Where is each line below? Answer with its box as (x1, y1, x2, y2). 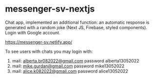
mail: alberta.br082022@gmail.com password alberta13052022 (12, 58, 139, 63)
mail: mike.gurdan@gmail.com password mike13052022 (12, 63, 125, 69)
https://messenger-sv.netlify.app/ (5, 39, 73, 45)
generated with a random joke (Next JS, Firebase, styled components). (5, 24, 148, 30)
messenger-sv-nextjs (5, 3, 95, 15)
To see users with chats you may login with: (5, 48, 93, 54)
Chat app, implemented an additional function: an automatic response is (5, 19, 150, 25)
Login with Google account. (5, 30, 60, 35)
